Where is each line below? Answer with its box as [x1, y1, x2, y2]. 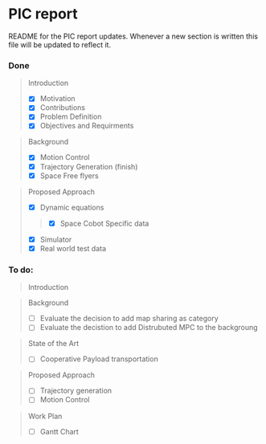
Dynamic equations [39, 202, 104, 212]
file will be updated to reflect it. [8, 39, 111, 49]
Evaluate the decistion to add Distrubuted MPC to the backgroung [39, 323, 259, 332]
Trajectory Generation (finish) [39, 161, 138, 171]
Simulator [39, 234, 72, 244]
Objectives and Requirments [39, 121, 134, 131]
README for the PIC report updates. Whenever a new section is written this [8, 31, 259, 41]
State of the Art [27, 339, 80, 348]
